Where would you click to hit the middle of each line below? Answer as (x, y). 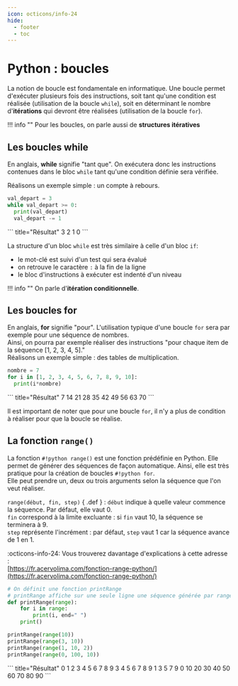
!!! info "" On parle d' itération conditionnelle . (73, 288)
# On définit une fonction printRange (64, 589)
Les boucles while (48, 147)
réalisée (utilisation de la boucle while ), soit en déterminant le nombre (109, 104)
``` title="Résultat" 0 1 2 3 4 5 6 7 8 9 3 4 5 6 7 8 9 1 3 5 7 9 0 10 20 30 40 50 (119, 668)
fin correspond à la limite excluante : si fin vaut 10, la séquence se (105, 517)
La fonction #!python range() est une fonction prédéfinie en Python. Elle (113, 458)
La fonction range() (51, 441)
